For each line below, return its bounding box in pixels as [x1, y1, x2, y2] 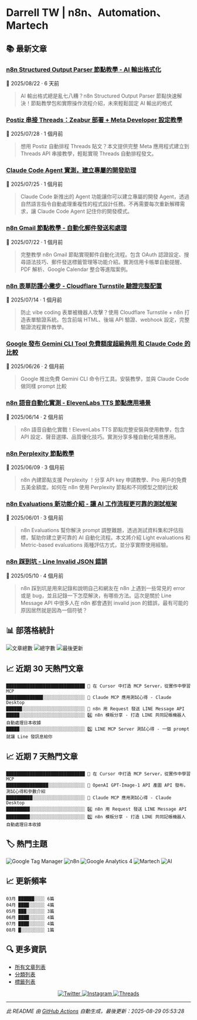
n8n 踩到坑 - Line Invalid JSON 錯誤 [6, 557, 107, 566]
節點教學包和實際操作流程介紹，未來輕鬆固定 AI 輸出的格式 [30, 99, 173, 106]
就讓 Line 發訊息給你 [6, 734, 53, 740]
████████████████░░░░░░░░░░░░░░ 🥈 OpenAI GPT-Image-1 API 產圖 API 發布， [6, 782, 189, 788]
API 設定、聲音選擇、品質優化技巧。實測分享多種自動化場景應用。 [20, 433, 180, 440]
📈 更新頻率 [6, 876, 47, 886]
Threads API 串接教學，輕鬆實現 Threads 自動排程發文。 [20, 150, 157, 157]
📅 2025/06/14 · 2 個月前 [6, 413, 64, 420]
